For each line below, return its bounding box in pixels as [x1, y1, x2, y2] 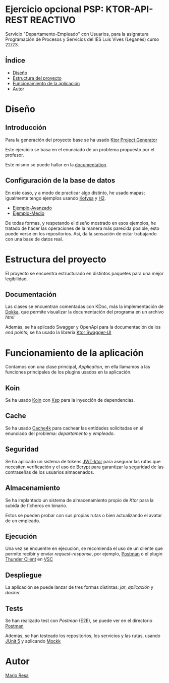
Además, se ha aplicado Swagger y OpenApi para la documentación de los [5, 324, 161, 330]
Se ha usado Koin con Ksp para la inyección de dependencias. [5, 397, 135, 403]
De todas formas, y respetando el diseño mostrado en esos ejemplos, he [5, 220, 156, 226]
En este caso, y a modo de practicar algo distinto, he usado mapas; [5, 190, 145, 196]
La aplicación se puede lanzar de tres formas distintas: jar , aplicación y [5, 584, 154, 590]
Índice [5, 56, 25, 65]
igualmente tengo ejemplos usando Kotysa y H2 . [5, 195, 106, 201]
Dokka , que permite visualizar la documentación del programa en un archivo [5, 309, 164, 315]
